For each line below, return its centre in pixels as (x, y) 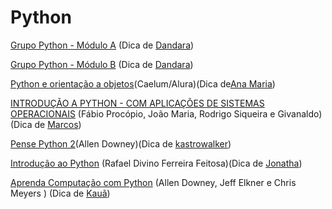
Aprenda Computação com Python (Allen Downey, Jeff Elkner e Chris (153, 182)
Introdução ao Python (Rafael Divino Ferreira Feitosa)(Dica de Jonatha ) (156, 163)
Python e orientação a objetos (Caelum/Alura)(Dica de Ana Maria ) (143, 83)
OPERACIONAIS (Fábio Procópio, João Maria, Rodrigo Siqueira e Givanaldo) (166, 113)
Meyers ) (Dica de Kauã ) (60, 193)
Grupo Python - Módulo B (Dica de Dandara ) (102, 64)
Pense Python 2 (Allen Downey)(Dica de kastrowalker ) (121, 143)
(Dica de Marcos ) (46, 124)
